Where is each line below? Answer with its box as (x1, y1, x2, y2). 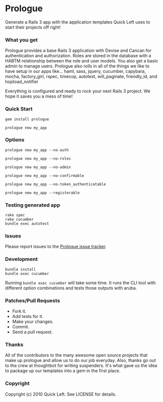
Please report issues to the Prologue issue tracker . (5, 244, 107, 250)
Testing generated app (5, 201, 60, 208)
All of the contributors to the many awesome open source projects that (5, 352, 148, 358)
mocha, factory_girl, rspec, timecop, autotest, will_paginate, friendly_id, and (5, 74, 158, 80)
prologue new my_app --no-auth (5, 148, 69, 152)
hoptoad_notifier (5, 79, 39, 85)
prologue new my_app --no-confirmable (5, 173, 84, 178)
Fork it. (12, 308, 27, 314)
